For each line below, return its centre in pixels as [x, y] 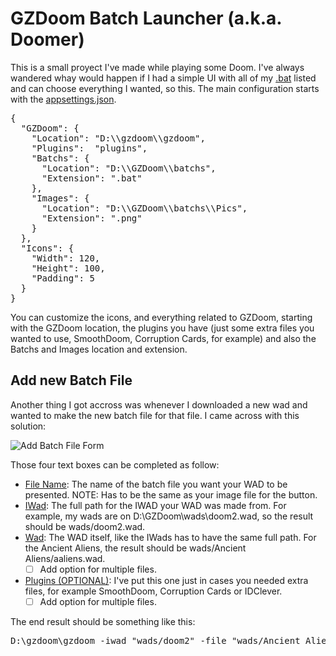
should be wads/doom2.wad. [85, 526]
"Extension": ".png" [92, 218]
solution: [28, 426]
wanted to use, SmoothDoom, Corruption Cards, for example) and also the [163, 338]
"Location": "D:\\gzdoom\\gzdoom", [118, 138]
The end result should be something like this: [103, 621]
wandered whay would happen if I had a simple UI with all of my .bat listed [163, 78]
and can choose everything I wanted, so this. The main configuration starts [165, 88]
